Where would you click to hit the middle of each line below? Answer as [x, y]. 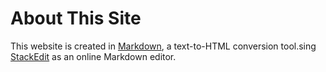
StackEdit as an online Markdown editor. [93, 56]
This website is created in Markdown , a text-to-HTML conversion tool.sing [163, 46]
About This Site [76, 18]
